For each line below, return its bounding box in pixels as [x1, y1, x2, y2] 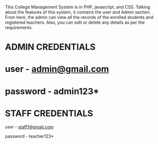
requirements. [5, 25, 33, 30]
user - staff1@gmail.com [5, 124, 54, 130]
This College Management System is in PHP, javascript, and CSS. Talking [5, 4, 150, 10]
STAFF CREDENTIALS [5, 108, 93, 119]
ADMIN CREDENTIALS [5, 42, 96, 53]
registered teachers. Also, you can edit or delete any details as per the [5, 19, 145, 25]
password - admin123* [5, 86, 99, 97]
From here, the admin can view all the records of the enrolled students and [5, 14, 154, 20]
